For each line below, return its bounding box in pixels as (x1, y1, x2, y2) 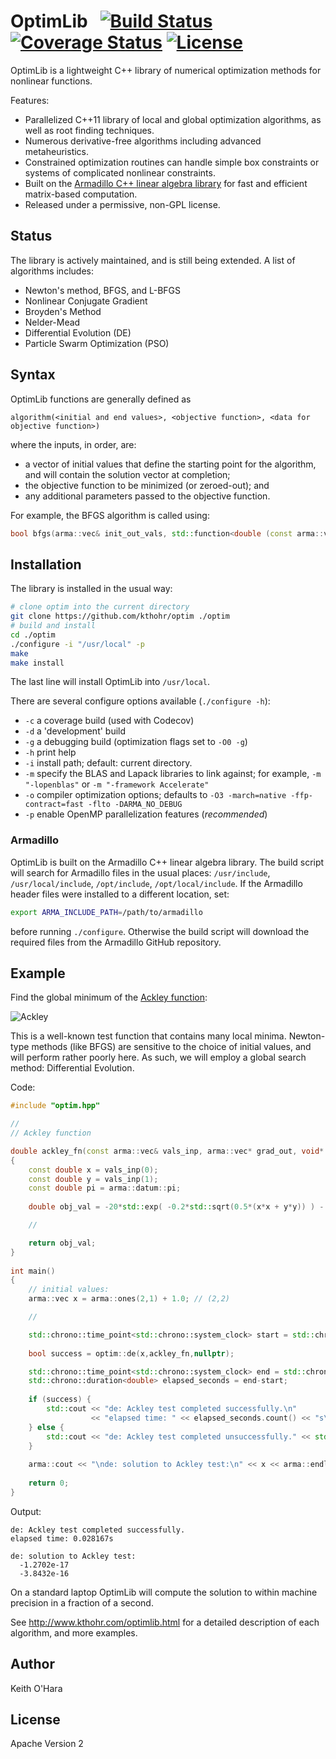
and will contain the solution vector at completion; (24, 468, 231, 480)
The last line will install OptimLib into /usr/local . (10, 676, 210, 688)
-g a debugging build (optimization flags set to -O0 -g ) (24, 736, 248, 748)
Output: (10, 1505, 42, 1517)
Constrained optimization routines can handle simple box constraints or (24, 156, 320, 168)
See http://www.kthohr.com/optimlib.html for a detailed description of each (10, 1616, 320, 1628)
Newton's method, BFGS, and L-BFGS (24, 284, 182, 296)
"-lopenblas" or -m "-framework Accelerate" (24, 778, 210, 790)
